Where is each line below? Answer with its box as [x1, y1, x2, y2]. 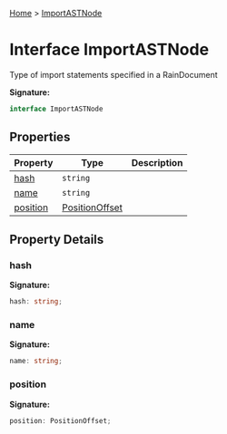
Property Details [9, 232, 104, 247]
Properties [9, 130, 71, 145]
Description [131, 156, 183, 169]
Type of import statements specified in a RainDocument [9, 69, 218, 80]
